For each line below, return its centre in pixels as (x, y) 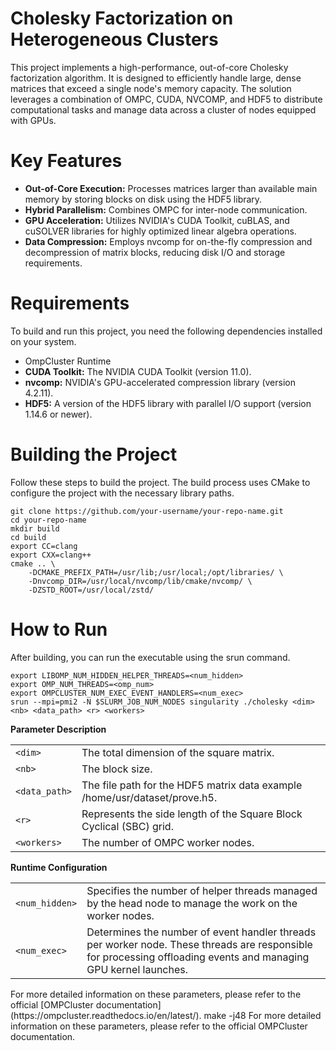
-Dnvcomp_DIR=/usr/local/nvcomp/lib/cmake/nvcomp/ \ (140, 581)
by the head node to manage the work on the (192, 903)
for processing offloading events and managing (198, 957)
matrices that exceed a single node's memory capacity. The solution (151, 88)
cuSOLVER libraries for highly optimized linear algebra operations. (160, 231)
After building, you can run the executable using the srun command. (150, 657)
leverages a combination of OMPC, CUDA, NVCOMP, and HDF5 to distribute (166, 99)
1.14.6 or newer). (58, 414)
